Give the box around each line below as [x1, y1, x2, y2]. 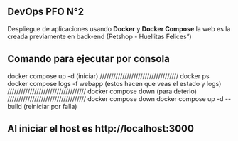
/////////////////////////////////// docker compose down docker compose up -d [7, 94, 224, 103]
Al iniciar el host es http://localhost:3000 [7, 122, 194, 135]
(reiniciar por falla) [23, 102, 77, 110]
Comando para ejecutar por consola [7, 53, 171, 65]
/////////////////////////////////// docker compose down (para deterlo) [7, 87, 198, 95]
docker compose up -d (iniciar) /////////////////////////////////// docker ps [7, 71, 210, 80]
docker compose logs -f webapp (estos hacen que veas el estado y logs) [7, 79, 222, 88]
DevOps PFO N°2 [7, 6, 85, 18]
